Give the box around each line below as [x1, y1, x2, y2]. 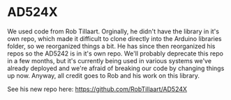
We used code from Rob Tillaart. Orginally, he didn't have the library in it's [7, 27, 220, 35]
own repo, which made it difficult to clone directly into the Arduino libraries [7, 34, 222, 42]
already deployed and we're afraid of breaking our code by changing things [7, 64, 225, 72]
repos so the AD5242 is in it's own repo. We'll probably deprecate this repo [7, 49, 223, 58]
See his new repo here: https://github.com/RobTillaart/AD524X [7, 85, 187, 93]
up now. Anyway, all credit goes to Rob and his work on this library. [7, 71, 200, 80]
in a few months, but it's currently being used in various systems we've [7, 56, 211, 65]
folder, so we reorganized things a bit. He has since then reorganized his [7, 42, 216, 50]
